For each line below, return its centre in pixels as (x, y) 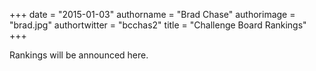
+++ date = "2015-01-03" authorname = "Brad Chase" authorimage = (152, 14)
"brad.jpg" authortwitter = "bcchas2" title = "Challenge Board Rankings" (158, 25)
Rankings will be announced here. (79, 55)
